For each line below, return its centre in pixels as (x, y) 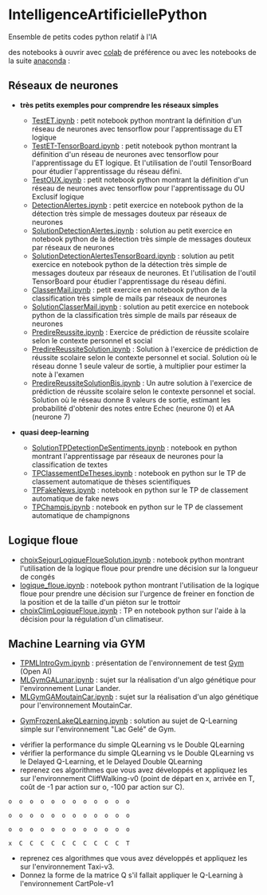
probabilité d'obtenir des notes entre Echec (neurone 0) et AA (133, 408)
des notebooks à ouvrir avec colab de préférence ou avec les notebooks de (132, 52)
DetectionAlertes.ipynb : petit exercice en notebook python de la (137, 205)
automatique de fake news (75, 498)
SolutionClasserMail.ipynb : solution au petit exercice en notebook (140, 306)
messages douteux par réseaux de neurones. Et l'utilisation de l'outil (144, 273)
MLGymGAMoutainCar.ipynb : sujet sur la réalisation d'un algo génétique (139, 697)
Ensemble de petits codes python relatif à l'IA (83, 37)
